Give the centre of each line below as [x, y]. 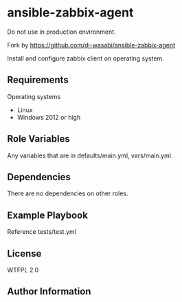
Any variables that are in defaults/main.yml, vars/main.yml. [90, 155]
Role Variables [38, 139]
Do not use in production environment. [61, 32]
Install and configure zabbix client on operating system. [86, 58]
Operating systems [34, 96]
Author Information [49, 291]
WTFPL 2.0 [23, 270]
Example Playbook [47, 215]
